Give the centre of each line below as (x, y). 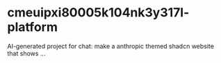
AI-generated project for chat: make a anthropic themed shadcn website (110, 46)
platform (32, 27)
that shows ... (26, 53)
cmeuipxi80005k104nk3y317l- (98, 13)
